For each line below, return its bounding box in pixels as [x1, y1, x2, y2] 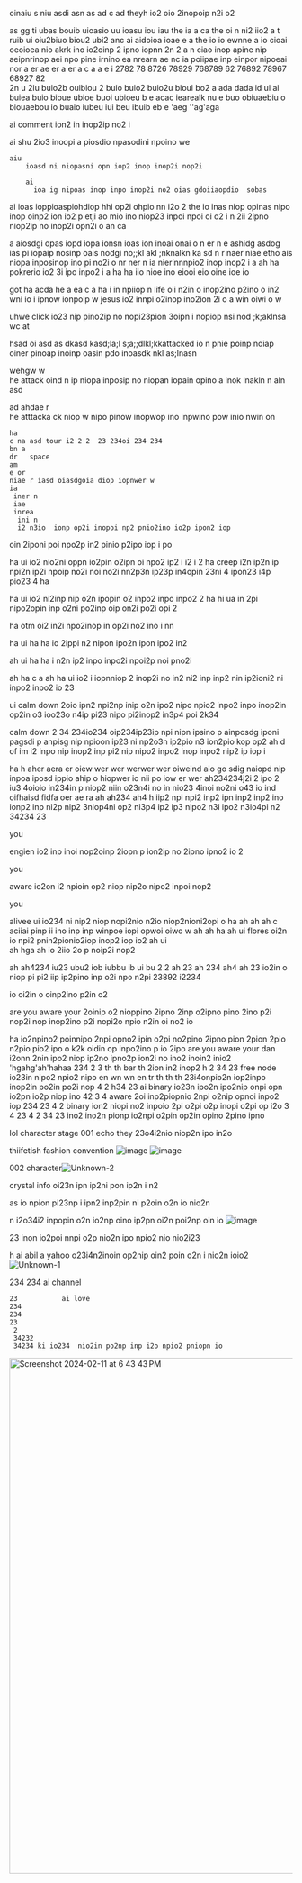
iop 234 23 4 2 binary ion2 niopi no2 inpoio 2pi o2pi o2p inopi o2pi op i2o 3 [9, 1101, 289, 1111]
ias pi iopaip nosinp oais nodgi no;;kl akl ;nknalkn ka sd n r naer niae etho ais [9, 248, 293, 258]
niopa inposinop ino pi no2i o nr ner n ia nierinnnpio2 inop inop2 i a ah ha [9, 257, 280, 268]
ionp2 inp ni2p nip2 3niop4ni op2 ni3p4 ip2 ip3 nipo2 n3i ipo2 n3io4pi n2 [9, 802, 280, 812]
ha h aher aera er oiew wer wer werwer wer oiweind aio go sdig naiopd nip [9, 763, 286, 774]
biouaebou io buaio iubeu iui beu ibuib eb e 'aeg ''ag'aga [9, 102, 220, 112]
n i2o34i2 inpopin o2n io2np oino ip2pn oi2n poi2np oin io [9, 1215, 224, 1225]
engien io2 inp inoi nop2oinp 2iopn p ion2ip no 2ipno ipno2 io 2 [9, 846, 244, 857]
